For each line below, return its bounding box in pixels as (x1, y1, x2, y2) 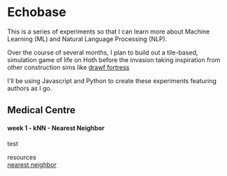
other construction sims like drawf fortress (7, 63, 130, 71)
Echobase (7, 4, 66, 20)
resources (7, 153, 36, 161)
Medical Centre (7, 104, 75, 116)
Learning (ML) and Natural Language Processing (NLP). (7, 34, 168, 43)
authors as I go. (7, 84, 52, 92)
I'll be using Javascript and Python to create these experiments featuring (7, 76, 217, 85)
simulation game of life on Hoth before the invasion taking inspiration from (7, 55, 221, 64)
